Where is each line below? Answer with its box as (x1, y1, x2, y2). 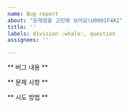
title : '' (7, 23, 37, 30)
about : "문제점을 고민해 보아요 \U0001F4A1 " (7, 17, 123, 24)
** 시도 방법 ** (7, 93, 48, 102)
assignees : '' (7, 37, 50, 44)
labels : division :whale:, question (7, 30, 116, 37)
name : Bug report (7, 10, 59, 18)
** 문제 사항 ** (7, 78, 48, 87)
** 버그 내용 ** (7, 63, 48, 71)
